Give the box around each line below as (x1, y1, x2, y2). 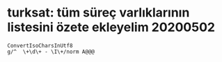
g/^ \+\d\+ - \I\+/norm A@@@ (7, 48, 95, 55)
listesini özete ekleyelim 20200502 (7, 19, 216, 35)
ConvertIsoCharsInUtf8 (7, 42, 73, 49)
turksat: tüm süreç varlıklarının (7, 5, 190, 21)
